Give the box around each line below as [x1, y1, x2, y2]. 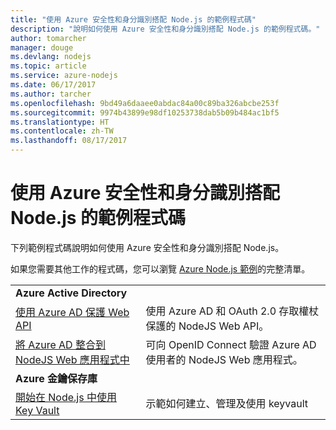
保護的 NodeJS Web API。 [145, 319, 270, 333]
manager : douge [10, 42, 74, 53]
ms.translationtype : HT [10, 117, 110, 127]
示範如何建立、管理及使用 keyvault [145, 396, 309, 410]
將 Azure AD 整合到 [15, 337, 106, 351]
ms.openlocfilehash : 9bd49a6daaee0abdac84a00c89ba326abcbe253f [10, 98, 280, 108]
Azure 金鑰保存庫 [15, 371, 98, 385]
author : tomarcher [10, 33, 87, 43]
